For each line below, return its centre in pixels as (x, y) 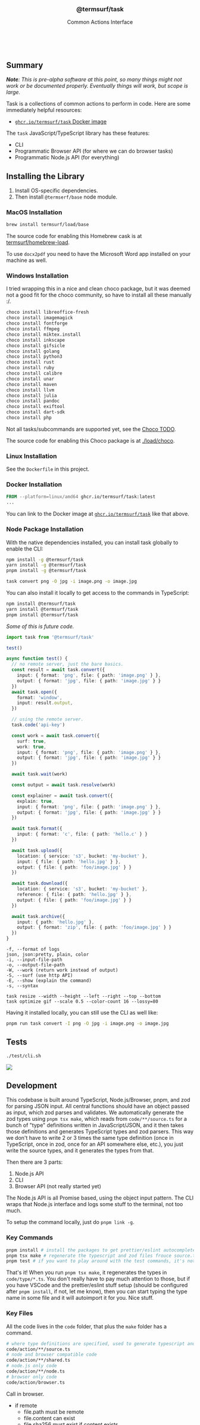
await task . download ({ (40, 883)
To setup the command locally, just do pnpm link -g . (71, 1222)
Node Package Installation (45, 529)
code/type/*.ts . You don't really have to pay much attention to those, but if (98, 1279)
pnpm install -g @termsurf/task (46, 571)
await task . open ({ (35, 692)
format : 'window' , (40, 697)
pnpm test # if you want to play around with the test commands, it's (96, 1261)
